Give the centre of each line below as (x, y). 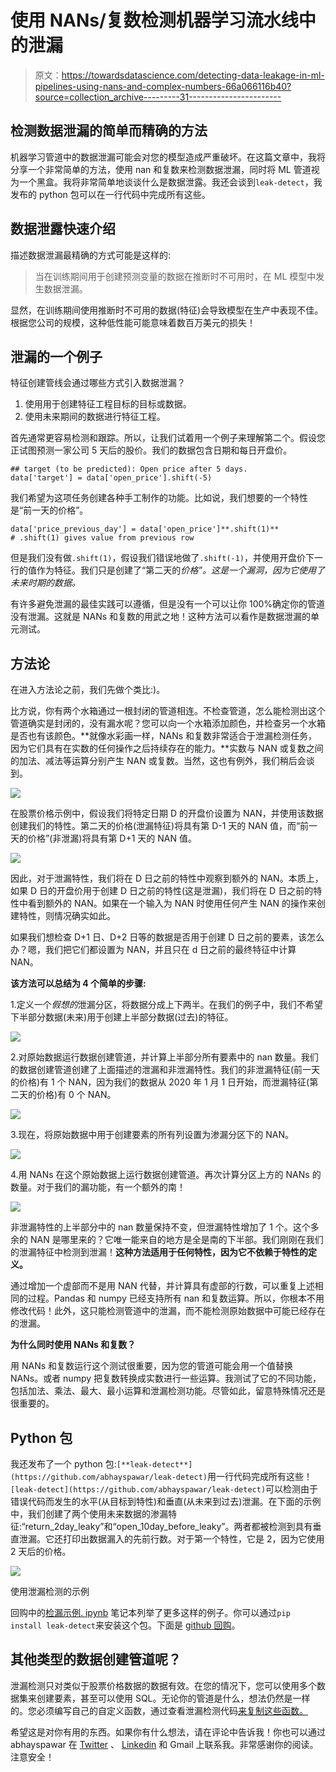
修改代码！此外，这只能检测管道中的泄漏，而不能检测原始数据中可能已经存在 (168, 1311)
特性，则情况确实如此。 (67, 916)
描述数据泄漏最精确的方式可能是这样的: (91, 255)
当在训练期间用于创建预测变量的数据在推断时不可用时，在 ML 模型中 (175, 276)
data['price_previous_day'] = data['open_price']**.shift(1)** (145, 529)
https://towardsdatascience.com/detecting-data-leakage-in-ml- (193, 75)
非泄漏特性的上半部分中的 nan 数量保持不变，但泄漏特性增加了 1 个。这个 (160, 1227)
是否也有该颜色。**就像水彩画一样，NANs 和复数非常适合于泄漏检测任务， (164, 736)
